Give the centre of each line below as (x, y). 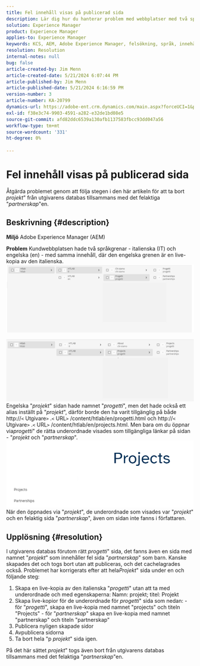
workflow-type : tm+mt (33, 126)
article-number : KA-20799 (38, 101)
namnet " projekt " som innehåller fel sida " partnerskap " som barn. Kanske (96, 558)
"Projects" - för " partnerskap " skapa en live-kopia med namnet (92, 613)
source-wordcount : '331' (37, 132)
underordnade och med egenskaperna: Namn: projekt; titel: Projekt (97, 594)
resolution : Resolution (36, 51)
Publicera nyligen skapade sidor (54, 626)
